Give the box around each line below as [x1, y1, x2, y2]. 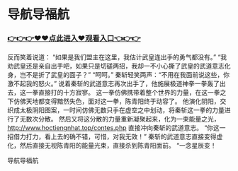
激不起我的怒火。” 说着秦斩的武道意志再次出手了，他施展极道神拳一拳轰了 [7, 79, 220, 88]
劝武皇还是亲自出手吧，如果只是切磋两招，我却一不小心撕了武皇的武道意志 [7, 61, 225, 71]
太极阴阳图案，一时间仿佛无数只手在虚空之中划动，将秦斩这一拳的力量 [19, 106, 225, 114]
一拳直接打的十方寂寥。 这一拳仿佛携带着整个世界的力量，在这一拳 [25, 88, 220, 97]
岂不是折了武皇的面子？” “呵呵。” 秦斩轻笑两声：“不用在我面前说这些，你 [19, 71, 230, 79]
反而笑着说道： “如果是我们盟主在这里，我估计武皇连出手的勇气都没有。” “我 [7, 53, 227, 61]
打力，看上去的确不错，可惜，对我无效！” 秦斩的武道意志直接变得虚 [25, 132, 223, 141]
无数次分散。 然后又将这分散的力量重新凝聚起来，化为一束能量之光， [19, 114, 220, 124]
